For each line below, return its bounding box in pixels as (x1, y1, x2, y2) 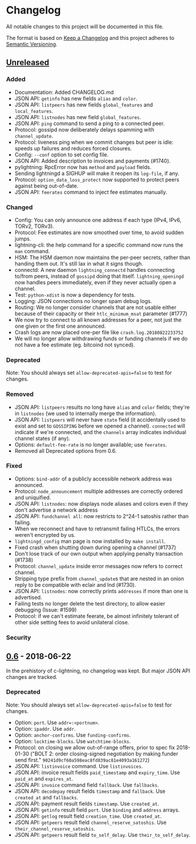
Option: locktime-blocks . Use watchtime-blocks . (14, 738, 131, 745)
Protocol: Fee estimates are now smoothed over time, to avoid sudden (14, 228, 184, 236)
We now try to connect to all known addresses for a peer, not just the (14, 316, 182, 323)
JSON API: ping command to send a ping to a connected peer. (14, 120, 165, 127)
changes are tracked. (6, 673, 58, 680)
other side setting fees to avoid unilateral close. (14, 618, 130, 626)
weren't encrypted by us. (14, 531, 76, 538)
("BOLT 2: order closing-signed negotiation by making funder (30, 750, 178, 757)
